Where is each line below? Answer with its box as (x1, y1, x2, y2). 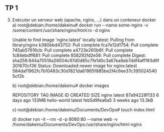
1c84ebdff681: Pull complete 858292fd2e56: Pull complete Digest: (12, 52, 146, 58)
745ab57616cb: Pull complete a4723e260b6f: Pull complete (12, 47, 133, 53)
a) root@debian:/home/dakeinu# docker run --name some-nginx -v (12, 22, 148, 28)
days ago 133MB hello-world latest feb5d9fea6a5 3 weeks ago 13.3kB (12, 97, 153, 103)
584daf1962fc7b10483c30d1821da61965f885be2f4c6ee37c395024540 (12, 68, 158, 74)
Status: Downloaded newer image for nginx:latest (37, 63, 137, 68)
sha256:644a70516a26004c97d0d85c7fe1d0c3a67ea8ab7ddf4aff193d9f (12, 57, 160, 63)
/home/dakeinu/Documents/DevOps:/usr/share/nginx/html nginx (12, 121, 142, 127)
